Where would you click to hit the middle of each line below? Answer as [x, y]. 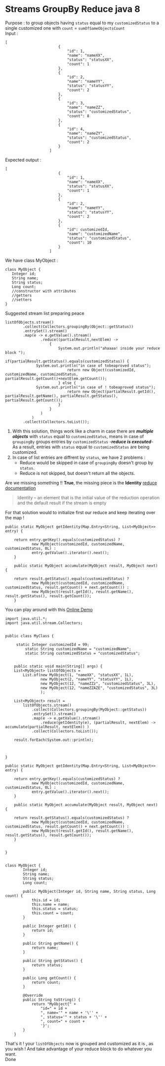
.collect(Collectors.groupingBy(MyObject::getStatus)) [89, 709]
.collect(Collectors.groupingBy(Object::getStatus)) [78, 327]
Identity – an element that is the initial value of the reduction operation [88, 497]
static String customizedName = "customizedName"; [78, 649]
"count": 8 [78, 116]
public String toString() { [52, 1000]
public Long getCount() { [50, 978]
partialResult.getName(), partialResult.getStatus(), [62, 396]
